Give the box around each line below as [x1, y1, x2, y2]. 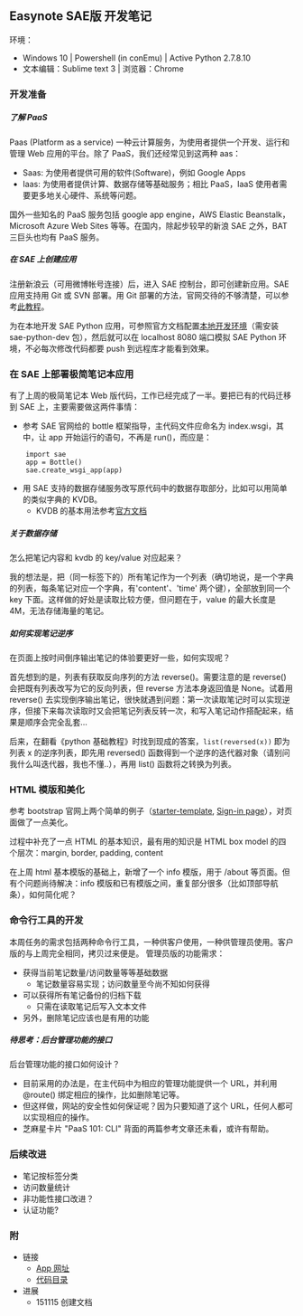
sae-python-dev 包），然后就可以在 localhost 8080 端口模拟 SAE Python [9, 331, 277, 342]
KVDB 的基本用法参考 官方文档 [35, 505, 147, 516]
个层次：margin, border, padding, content [9, 847, 164, 858]
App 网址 [35, 1263, 70, 1273]
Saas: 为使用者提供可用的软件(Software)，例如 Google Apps [22, 166, 246, 178]
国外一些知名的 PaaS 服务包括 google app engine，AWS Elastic [9, 209, 244, 220]
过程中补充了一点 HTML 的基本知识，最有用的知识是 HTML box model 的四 [9, 836, 287, 847]
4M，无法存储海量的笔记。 [9, 605, 109, 616]
